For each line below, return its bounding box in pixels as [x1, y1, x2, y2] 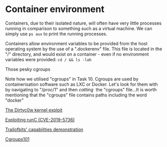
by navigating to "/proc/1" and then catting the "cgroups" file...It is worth [5, 86, 157, 92]
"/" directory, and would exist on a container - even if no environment [5, 51, 149, 57]
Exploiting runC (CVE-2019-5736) [5, 116, 75, 122]
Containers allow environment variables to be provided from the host [5, 40, 148, 46]
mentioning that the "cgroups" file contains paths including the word [5, 92, 147, 98]
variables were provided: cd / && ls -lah [5, 56, 92, 62]
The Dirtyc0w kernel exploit [5, 107, 63, 113]
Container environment [5, 4, 105, 15]
